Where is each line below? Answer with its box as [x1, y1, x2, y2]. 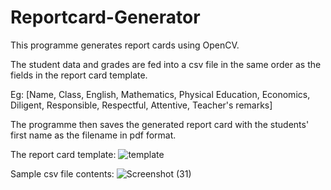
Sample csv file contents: [10, 167, 115, 180]
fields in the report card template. [10, 69, 148, 81]
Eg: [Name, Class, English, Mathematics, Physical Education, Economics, [10, 88, 311, 100]
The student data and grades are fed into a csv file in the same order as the [10, 58, 322, 70]
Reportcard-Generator [10, 6, 201, 29]
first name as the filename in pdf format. [10, 129, 177, 141]
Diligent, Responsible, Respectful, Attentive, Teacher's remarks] [10, 99, 273, 111]
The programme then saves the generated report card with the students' [10, 118, 310, 130]
